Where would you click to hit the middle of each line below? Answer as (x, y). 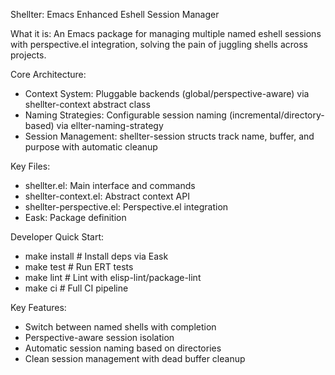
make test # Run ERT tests (79, 267)
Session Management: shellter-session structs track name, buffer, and (169, 136)
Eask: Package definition (75, 217)
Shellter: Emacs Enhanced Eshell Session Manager (115, 14)
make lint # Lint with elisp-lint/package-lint (113, 277)
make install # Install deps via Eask (96, 256)
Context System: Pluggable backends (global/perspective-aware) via (167, 93)
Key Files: (30, 166)
